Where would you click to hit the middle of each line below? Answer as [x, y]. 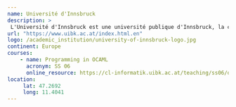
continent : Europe [34, 46]
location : [22, 79]
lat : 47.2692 [42, 86]
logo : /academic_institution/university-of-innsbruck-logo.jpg [102, 40]
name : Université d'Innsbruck [52, 14]
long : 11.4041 [44, 92]
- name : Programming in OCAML [64, 60]
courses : [20, 53]
